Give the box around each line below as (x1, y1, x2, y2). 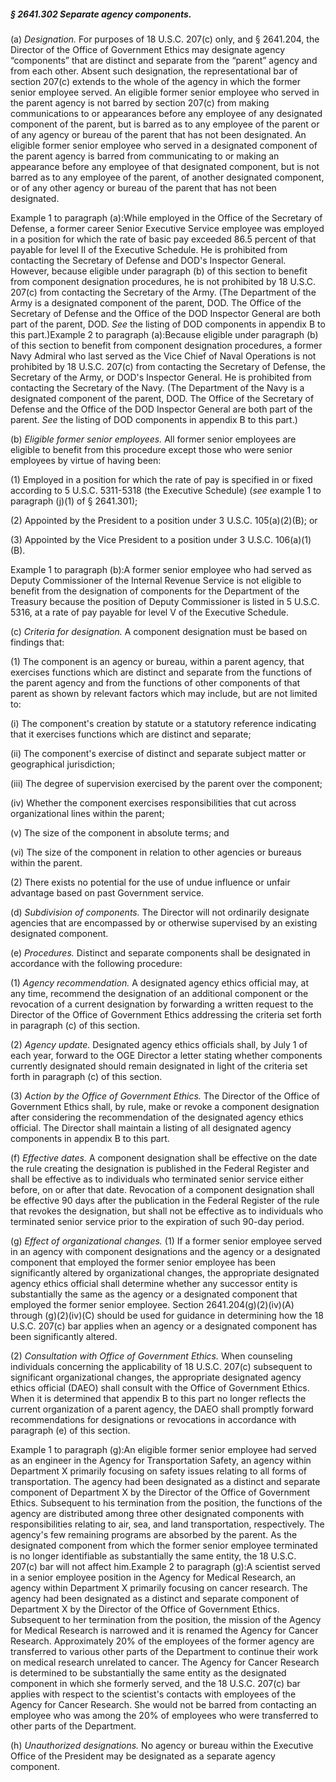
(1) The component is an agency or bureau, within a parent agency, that (10, 655, 305, 667)
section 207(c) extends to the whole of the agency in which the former (10, 75, 302, 87)
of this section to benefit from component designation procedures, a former (10, 339, 323, 351)
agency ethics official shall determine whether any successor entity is (10, 1277, 298, 1289)
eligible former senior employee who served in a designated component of (10, 139, 318, 151)
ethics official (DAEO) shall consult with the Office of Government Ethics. (10, 1381, 310, 1394)
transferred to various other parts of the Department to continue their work (10, 1645, 319, 1657)
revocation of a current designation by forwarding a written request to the (10, 998, 314, 1010)
